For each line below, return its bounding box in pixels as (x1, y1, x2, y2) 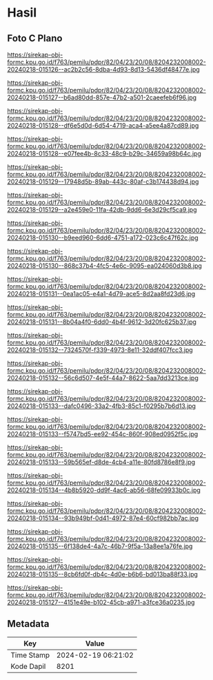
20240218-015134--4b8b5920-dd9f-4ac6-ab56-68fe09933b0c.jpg (7, 486, 201, 494)
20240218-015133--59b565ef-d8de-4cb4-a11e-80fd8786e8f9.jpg (7, 458, 196, 466)
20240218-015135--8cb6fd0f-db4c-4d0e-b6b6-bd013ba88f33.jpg (7, 570, 199, 578)
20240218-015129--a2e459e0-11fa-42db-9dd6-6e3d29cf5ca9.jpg (7, 206, 197, 213)
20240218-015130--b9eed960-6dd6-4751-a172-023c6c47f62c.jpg (7, 233, 199, 242)
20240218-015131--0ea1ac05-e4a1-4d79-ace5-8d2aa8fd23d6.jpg (7, 290, 196, 298)
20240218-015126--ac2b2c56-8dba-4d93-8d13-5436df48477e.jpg (7, 66, 200, 73)
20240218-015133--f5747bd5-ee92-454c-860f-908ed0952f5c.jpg (7, 430, 199, 438)
